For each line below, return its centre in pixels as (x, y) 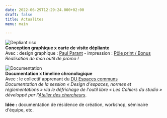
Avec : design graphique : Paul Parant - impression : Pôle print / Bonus (78, 53)
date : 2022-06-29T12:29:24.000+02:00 (45, 10)
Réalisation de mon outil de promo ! (42, 59)
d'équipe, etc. (20, 110)
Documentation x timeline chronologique (49, 74)
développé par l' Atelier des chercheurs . (46, 95)
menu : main (17, 24)
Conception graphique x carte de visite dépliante (57, 48)
